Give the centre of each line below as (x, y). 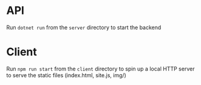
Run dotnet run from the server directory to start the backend (84, 27)
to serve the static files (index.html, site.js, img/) (66, 75)
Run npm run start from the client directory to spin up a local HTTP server (101, 69)
